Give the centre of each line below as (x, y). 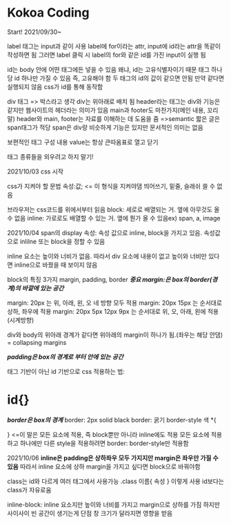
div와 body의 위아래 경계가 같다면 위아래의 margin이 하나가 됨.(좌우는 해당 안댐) (115, 335)
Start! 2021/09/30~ (34, 32)
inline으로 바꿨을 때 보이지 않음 (56, 265)
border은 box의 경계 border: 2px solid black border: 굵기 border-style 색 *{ (112, 420)
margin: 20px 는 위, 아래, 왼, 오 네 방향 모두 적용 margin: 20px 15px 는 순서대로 (115, 303)
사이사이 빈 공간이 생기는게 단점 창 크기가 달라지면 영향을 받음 (90, 513)
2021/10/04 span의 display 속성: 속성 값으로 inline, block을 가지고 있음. (104, 232)
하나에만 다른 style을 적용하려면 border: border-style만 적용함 (104, 443)
